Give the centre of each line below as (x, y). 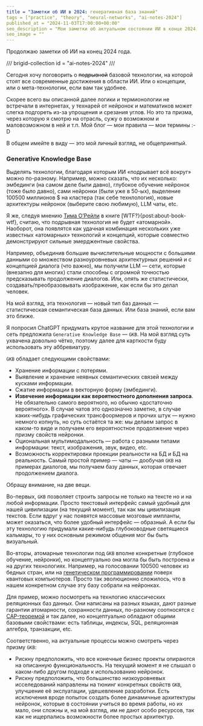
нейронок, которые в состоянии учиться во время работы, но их (99, 704)
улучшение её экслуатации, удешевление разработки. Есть (92, 691)
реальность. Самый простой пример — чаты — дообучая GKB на (98, 460)
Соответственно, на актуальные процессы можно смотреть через (92, 641)
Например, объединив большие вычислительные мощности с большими (101, 253)
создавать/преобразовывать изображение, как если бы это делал (92, 285)
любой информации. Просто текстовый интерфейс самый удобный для (98, 503)
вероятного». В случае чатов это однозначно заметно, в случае (98, 409)
